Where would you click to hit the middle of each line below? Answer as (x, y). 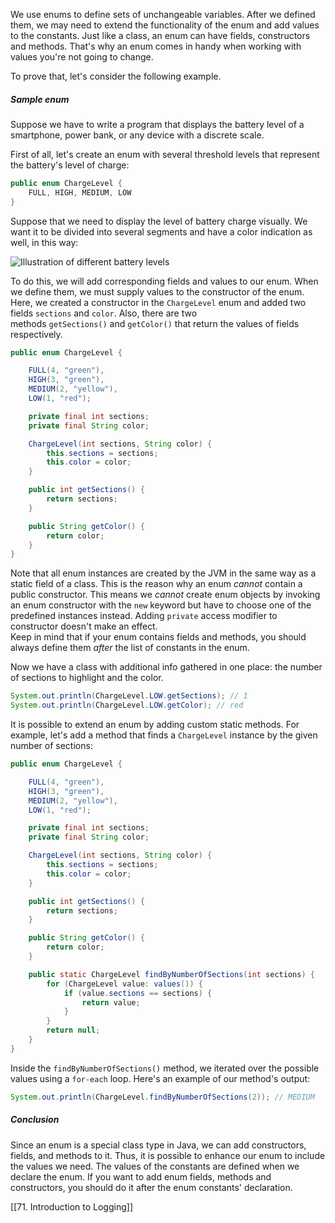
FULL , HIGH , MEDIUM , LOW (80, 192)
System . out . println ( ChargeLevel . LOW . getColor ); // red (127, 705)
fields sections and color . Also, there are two (104, 313)
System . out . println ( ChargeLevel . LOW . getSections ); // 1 (129, 696)
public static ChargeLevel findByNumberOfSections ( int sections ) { (171, 974)
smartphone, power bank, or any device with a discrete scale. (137, 135)
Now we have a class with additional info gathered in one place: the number (166, 667)
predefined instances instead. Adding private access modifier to (144, 616)
